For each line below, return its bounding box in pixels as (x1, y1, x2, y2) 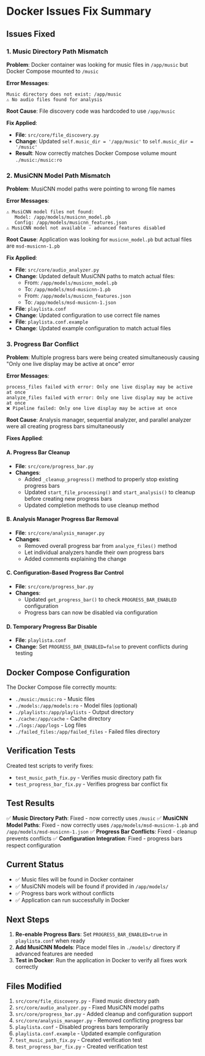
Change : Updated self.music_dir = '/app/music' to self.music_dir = (15, 137, 194, 145)
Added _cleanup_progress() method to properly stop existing (24, 475, 179, 482)
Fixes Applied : (6, 435, 44, 442)
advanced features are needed (15, 950, 94, 957)
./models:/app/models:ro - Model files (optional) (15, 702, 138, 709)
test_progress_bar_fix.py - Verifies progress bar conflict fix (15, 780, 168, 788)
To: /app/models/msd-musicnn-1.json (24, 298, 116, 306)
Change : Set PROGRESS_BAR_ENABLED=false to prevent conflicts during (15, 643, 188, 650)
